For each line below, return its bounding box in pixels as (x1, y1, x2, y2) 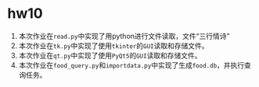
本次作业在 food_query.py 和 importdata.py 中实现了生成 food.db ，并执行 (18, 60, 245, 70)
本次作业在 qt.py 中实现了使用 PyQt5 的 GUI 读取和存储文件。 (18, 50, 202, 60)
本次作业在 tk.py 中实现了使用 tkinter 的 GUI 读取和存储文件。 (18, 40, 209, 50)
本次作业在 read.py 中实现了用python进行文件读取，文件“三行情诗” (18, 31, 230, 40)
